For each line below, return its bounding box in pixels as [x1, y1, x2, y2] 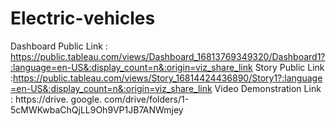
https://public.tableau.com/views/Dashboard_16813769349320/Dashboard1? [10, 50, 326, 62]
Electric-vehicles [10, 7, 156, 30]
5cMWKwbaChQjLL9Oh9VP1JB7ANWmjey [10, 103, 184, 116]
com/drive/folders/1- [104, 93, 190, 105]
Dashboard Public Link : [10, 40, 108, 52]
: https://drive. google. [10, 93, 103, 105]
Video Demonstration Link [214, 82, 322, 94]
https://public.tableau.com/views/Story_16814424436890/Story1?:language [13, 72, 323, 84]
